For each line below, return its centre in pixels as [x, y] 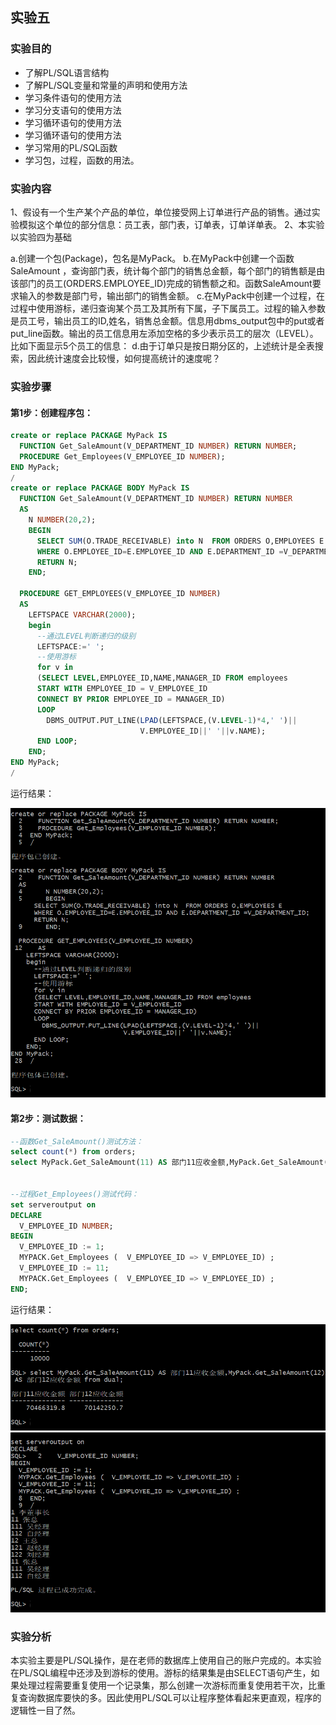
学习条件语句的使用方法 [73, 97]
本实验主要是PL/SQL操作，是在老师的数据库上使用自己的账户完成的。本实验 [166, 1660]
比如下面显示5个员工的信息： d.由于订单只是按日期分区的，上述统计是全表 [162, 345]
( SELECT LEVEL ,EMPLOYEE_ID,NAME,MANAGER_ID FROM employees [162, 678]
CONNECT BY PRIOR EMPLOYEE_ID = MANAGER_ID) [131, 699]
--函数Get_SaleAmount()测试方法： [77, 1141]
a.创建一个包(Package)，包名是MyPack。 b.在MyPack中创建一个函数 [152, 258]
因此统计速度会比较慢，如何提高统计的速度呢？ [124, 358]
